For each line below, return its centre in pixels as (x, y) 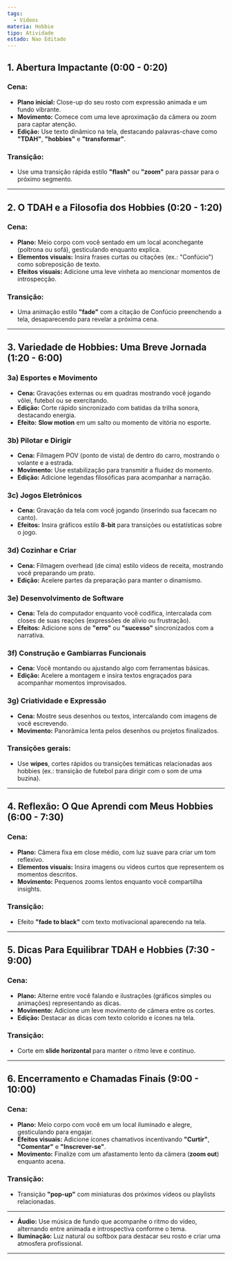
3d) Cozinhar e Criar (42, 551)
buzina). (29, 778)
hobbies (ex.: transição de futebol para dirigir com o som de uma (109, 771)
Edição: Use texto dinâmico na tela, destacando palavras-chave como (117, 131)
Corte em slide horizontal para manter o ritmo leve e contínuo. (106, 1050)
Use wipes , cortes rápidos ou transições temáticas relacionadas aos (115, 763)
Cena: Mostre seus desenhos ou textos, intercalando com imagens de (117, 716)
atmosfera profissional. (50, 1243)
